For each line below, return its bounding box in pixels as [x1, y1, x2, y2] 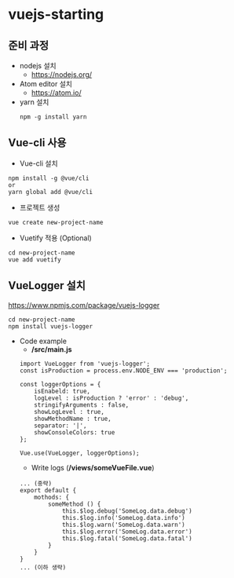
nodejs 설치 [19, 61, 57, 70]
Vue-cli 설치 [19, 159, 58, 168]
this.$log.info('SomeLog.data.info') [61, 514, 186, 521]
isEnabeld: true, [34, 387, 90, 395]
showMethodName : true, [34, 415, 112, 423]
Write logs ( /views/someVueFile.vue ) [31, 463, 155, 472]
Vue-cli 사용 [8, 136, 67, 150]
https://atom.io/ [31, 88, 82, 97]
